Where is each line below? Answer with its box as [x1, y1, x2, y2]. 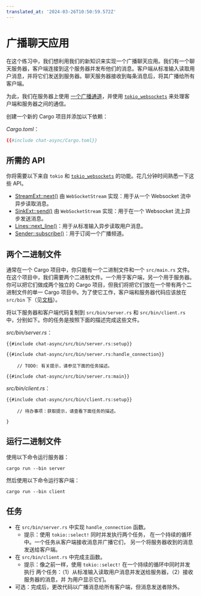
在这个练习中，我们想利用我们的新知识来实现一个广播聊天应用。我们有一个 [6, 57, 190, 65]
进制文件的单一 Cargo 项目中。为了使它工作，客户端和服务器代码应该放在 [6, 288, 187, 296]
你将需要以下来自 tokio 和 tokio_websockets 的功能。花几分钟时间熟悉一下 [6, 172, 190, 180]
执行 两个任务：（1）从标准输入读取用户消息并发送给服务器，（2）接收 [23, 568, 193, 575]
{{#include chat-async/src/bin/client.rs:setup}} [6, 397, 133, 403]
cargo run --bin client [6, 488, 66, 494]
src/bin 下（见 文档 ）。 [6, 296, 61, 303]
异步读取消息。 [14, 200, 52, 207]
